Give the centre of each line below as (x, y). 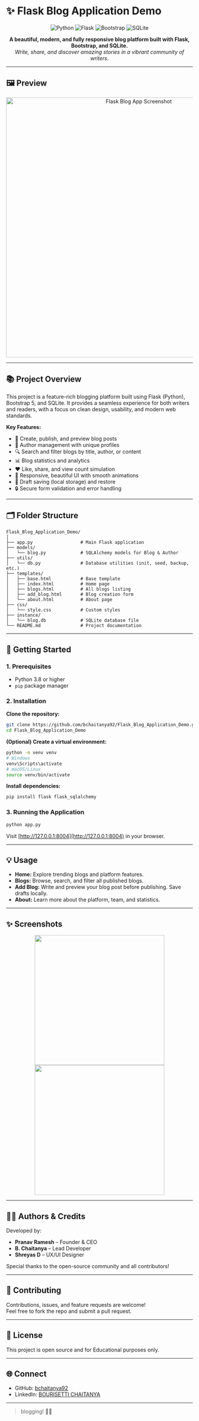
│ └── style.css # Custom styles (63, 610)
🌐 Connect (26, 1374)
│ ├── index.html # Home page (58, 584)
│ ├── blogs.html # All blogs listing (69, 590)
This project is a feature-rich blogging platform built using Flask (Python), (96, 396)
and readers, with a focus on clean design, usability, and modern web (91, 409)
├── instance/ (24, 615)
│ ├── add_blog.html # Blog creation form (70, 595)
